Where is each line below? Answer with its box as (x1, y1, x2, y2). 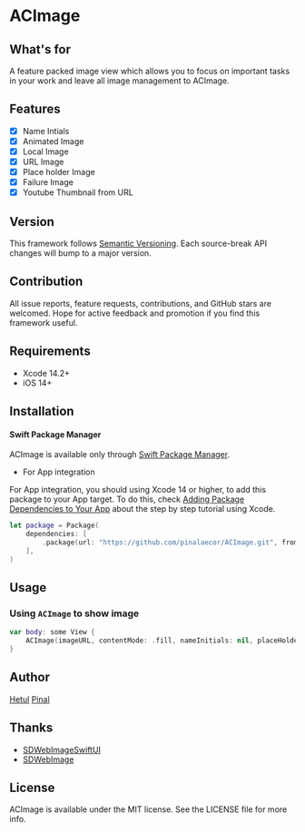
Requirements (9, 344, 91, 359)
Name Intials (22, 125, 70, 136)
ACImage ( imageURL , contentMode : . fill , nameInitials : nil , (25, 636, 254, 645)
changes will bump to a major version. (9, 248, 152, 259)
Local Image (22, 146, 70, 157)
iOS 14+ (22, 377, 53, 388)
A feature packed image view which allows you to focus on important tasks (9, 65, 290, 76)
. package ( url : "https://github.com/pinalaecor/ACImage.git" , (42, 538, 279, 547)
